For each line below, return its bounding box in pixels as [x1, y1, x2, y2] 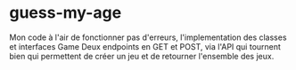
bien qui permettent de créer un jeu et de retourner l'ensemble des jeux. [9, 51, 275, 61]
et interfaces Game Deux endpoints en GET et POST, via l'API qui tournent [9, 41, 281, 51]
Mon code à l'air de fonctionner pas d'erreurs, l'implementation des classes [9, 32, 287, 43]
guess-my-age [9, 3, 122, 23]
